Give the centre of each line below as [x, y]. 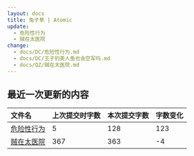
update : [18, 26]
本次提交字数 [128, 116]
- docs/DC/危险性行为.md [46, 52]
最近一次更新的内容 [48, 95]
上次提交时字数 [77, 116]
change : [18, 46]
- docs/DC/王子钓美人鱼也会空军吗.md [62, 59]
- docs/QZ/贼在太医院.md [46, 65]
